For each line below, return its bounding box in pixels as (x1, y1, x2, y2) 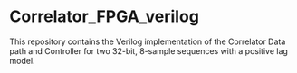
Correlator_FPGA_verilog (9, 6, 199, 27)
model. (9, 55, 35, 66)
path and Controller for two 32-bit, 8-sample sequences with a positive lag (9, 45, 288, 56)
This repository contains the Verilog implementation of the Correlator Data (9, 36, 286, 47)
